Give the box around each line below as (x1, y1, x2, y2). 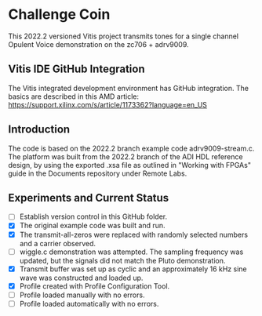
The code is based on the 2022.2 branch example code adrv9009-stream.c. (8, 143, 255, 153)
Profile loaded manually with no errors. (19, 290, 145, 300)
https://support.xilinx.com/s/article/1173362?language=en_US (8, 100, 208, 109)
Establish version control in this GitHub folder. (19, 212, 167, 221)
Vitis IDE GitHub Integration (8, 63, 145, 76)
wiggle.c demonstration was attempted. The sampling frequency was (19, 247, 244, 256)
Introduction (8, 123, 71, 136)
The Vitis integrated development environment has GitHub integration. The (8, 83, 249, 93)
